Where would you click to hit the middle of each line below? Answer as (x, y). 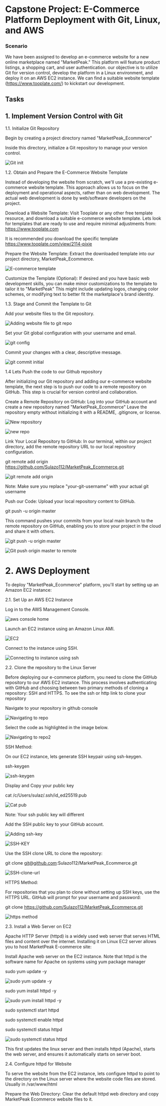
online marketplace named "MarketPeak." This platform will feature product (83, 62)
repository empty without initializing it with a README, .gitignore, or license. (83, 412)
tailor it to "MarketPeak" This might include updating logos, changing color (82, 289)
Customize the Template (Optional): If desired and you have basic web (77, 278)
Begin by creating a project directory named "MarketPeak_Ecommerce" (79, 138)
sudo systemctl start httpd (32, 1010)
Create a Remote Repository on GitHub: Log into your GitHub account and (81, 401)
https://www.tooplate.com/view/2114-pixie (49, 244)
